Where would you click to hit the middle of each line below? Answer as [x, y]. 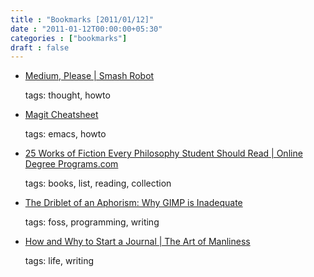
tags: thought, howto [67, 95]
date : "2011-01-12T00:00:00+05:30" [86, 29]
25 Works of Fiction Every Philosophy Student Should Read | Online [163, 153]
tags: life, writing [59, 261]
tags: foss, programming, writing [92, 222]
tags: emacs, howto [65, 134]
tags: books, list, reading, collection [98, 183]
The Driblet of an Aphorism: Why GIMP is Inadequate [133, 203]
